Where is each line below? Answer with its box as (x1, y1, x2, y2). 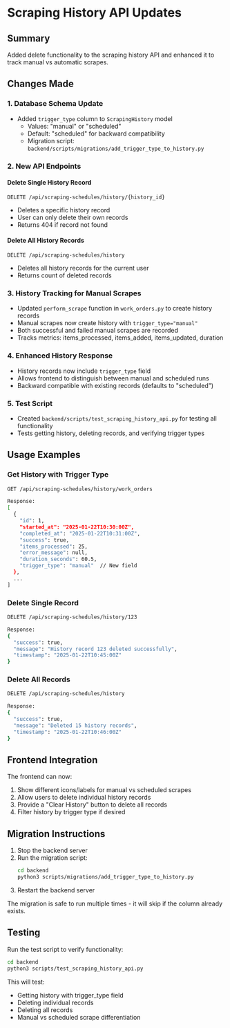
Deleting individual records (17, 998, 94, 1007)
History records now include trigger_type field (17, 367, 151, 375)
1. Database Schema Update (7, 99, 104, 109)
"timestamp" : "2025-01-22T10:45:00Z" (13, 652, 122, 659)
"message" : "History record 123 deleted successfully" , (13, 645, 178, 652)
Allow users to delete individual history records (17, 793, 151, 802)
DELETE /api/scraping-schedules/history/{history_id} (7, 194, 166, 201)
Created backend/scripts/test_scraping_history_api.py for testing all (17, 414, 218, 423)
